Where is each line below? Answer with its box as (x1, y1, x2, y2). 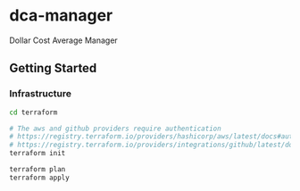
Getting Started (9, 61, 97, 76)
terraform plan (9, 165, 66, 174)
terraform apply (9, 173, 70, 182)
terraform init (9, 149, 66, 158)
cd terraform (9, 108, 58, 117)
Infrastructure (9, 87, 72, 100)
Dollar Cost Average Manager (9, 35, 118, 46)
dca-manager (9, 5, 113, 26)
